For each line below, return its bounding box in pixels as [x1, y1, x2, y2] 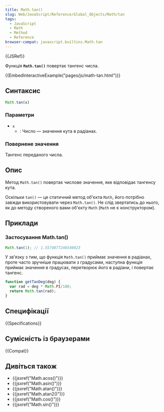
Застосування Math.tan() [5, 234, 68, 241]
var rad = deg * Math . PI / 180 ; [9, 284, 72, 289]
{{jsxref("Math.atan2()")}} [12, 391, 65, 397]
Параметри [5, 112, 35, 118]
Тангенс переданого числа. [5, 152, 63, 158]
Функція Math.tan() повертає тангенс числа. [5, 62, 99, 68]
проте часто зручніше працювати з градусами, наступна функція [5, 259, 143, 265]
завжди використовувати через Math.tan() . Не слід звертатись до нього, [5, 199, 160, 205]
